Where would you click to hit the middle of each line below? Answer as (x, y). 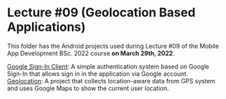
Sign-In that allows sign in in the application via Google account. (98, 74)
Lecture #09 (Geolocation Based (101, 13)
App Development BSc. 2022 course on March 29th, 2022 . (91, 53)
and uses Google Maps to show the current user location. (88, 88)
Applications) (47, 27)
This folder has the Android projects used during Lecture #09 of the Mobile (113, 46)
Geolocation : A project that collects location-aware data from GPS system (111, 81)
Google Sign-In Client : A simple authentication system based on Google (108, 66)
